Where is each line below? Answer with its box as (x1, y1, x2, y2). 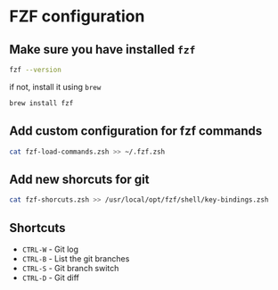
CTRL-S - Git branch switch (21, 262, 119, 273)
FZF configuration (9, 6, 145, 27)
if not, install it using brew (9, 81, 102, 92)
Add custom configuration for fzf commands (9, 123, 263, 139)
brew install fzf (9, 98, 74, 108)
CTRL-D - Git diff (21, 272, 80, 283)
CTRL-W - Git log (21, 244, 78, 254)
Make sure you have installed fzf (9, 42, 196, 57)
